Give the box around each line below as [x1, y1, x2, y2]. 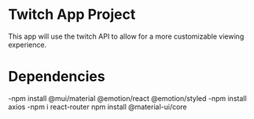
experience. [8, 39, 47, 49]
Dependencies [8, 68, 105, 86]
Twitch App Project [8, 6, 136, 24]
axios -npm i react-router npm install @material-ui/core [8, 102, 187, 111]
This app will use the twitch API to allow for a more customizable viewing [8, 32, 245, 41]
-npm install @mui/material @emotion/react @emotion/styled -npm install [8, 93, 247, 103]
